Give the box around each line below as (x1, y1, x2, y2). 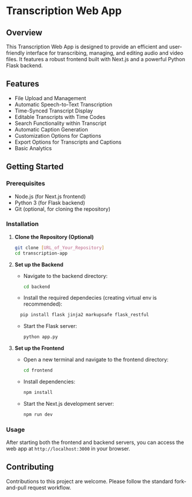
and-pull (6, 484, 26, 491)
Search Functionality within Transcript (14, 120, 107, 127)
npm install (23, 390, 53, 396)
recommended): (23, 300, 63, 307)
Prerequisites (6, 180, 45, 188)
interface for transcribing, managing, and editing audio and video (26, 49, 184, 57)
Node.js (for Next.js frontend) (14, 193, 86, 200)
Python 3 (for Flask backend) (14, 199, 85, 206)
